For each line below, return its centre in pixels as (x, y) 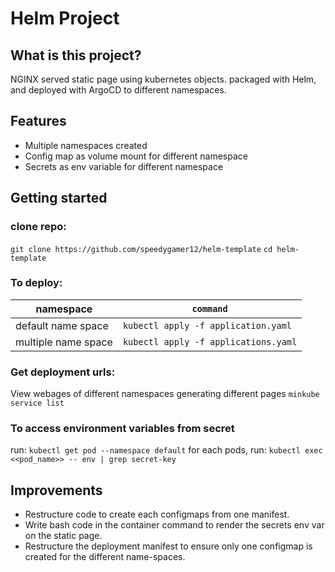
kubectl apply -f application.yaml (207, 325)
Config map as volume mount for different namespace (136, 156)
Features (38, 121)
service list (37, 403)
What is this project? (76, 55)
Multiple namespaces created (86, 145)
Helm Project (65, 18)
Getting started (59, 198)
